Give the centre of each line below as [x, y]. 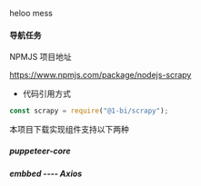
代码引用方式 [46, 93]
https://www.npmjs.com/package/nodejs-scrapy [100, 75]
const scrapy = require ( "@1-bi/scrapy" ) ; [89, 111]
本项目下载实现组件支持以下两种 [69, 130]
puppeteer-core [40, 151]
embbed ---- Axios [46, 174]
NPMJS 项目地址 [41, 57]
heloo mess [31, 13]
